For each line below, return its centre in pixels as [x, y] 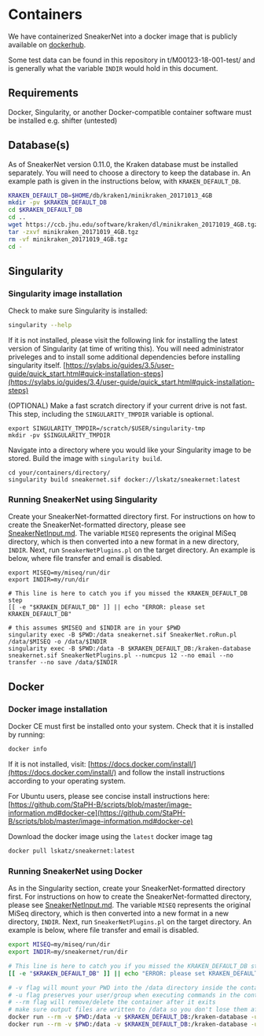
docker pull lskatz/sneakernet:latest [71, 851]
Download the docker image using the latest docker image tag [110, 836]
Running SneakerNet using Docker [75, 871]
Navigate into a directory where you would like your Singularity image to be [130, 450]
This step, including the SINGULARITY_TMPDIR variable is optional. [111, 414]
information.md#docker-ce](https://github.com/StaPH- [97, 812]
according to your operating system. [67, 781]
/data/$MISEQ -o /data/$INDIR [58, 642]
